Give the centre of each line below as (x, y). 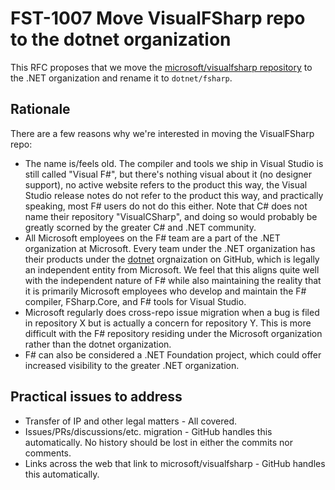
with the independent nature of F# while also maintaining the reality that (173, 280)
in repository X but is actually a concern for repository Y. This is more (168, 323)
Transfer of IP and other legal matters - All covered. (131, 421)
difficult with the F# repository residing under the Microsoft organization (173, 333)
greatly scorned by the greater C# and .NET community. (140, 227)
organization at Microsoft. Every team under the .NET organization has (170, 248)
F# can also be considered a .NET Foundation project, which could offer (173, 354)
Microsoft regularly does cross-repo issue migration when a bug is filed (172, 312)
